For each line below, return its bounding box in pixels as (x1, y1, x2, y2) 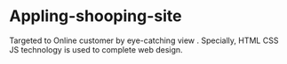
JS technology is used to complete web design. (9, 44, 184, 54)
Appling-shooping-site (9, 6, 182, 26)
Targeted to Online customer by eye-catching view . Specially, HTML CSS (9, 35, 279, 46)
